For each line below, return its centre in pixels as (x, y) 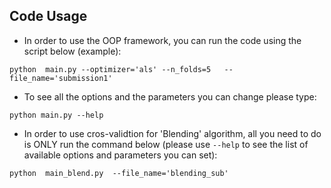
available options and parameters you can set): (120, 155)
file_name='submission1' (61, 78)
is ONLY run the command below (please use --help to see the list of (166, 144)
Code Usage (48, 16)
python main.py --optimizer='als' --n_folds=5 (110, 69)
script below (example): (72, 51)
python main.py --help (56, 115)
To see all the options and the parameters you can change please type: (170, 96)
